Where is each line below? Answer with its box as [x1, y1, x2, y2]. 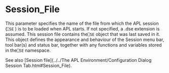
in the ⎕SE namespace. [5, 47, 51, 53]
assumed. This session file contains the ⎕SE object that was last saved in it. [5, 31, 160, 37]
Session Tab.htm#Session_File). [5, 62, 72, 68]
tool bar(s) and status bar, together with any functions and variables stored [5, 42, 162, 48]
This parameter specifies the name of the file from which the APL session [5, 20, 159, 26]
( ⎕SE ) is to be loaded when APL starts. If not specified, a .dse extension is [5, 25, 160, 31]
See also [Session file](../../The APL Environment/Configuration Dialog [5, 57, 152, 63]
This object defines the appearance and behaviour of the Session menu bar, [5, 36, 164, 43]
